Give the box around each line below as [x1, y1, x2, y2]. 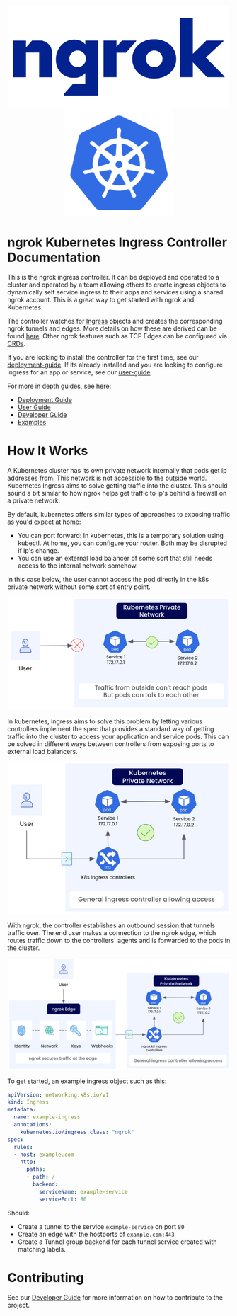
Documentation [7, 250, 101, 265]
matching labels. [17, 1245, 66, 1253]
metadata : [7, 1106, 37, 1114]
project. [7, 1300, 30, 1309]
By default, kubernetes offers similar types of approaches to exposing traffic [7, 510, 231, 518]
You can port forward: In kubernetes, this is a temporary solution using [17, 531, 224, 539]
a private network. [7, 496, 61, 505]
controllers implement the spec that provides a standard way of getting [7, 725, 214, 733]
